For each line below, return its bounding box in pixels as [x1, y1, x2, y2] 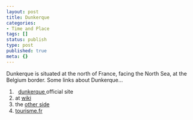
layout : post [6, 8, 39, 15]
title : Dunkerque [6, 14, 50, 20]
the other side [14, 100, 50, 108]
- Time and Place [6, 25, 50, 32]
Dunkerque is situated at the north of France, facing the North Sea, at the [6, 70, 188, 77]
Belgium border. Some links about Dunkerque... [6, 76, 123, 83]
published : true [6, 48, 47, 54]
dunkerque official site [17, 88, 73, 95]
